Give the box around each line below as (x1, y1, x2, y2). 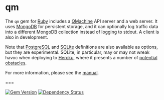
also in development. (5, 34, 49, 40)
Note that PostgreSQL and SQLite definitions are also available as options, (5, 44, 158, 50)
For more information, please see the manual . (5, 69, 99, 75)
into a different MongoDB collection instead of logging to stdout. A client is (5, 29, 159, 35)
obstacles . (5, 60, 27, 66)
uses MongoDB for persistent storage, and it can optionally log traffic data (5, 23, 158, 29)
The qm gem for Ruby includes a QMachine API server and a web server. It (5, 18, 158, 24)
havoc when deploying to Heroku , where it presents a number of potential (5, 54, 158, 60)
